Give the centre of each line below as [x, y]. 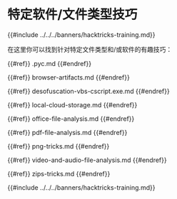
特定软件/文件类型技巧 [72, 15]
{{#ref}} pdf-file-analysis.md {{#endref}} [67, 132]
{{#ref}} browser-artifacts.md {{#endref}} [69, 77]
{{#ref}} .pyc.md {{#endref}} [49, 63]
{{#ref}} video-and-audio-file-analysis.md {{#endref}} [87, 160]
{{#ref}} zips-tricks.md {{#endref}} [59, 173]
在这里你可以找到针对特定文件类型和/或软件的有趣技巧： [90, 49]
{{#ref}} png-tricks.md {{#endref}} [59, 146]
